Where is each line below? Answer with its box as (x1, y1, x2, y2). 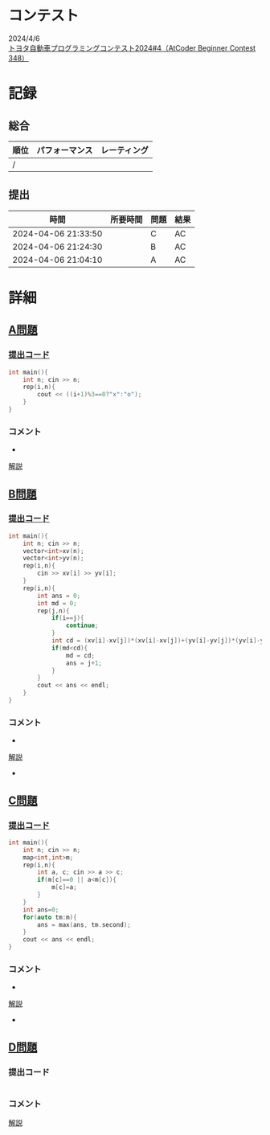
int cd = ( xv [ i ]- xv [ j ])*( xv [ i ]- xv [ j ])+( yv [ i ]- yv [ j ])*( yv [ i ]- (51, 637, 261, 645)
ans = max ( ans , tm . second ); (37, 920, 131, 928)
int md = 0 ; (37, 599, 78, 607)
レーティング (100, 145, 149, 156)
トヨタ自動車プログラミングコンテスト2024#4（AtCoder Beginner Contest (8, 43, 256, 52)
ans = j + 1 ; (65, 659, 103, 667)
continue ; (65, 621, 99, 630)
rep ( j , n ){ (37, 607, 70, 615)
